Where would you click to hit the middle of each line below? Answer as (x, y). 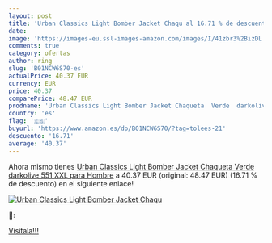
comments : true (34, 46)
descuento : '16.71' (41, 136)
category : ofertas (39, 53)
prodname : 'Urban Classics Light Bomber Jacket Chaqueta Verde (119, 106)
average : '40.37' (38, 143)
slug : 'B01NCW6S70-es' (47, 69)
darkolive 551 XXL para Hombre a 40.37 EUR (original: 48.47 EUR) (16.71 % (133, 175)
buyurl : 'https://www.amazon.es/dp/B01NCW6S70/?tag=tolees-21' (117, 128)
